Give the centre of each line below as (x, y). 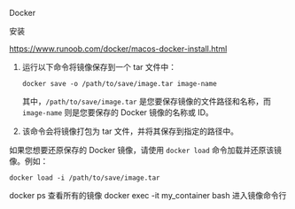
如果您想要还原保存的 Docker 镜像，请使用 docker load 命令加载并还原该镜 (145, 150)
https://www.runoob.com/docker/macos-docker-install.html (118, 49)
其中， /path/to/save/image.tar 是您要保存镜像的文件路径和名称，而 (147, 101)
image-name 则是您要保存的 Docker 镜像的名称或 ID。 (118, 112)
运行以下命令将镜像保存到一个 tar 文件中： (99, 67)
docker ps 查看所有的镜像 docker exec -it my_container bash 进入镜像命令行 (148, 195)
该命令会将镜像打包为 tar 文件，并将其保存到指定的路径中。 (130, 131)
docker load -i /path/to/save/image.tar (85, 178)
